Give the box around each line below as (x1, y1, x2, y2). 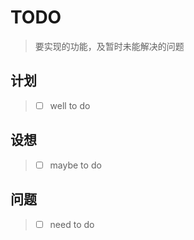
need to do (49, 218, 95, 230)
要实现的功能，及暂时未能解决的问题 (34, 40, 185, 52)
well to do (49, 99, 91, 111)
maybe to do (49, 159, 102, 171)
